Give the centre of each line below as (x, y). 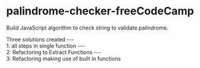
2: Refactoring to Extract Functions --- (54, 52)
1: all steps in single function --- (46, 46)
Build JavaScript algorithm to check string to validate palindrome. (87, 28)
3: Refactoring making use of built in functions (64, 58)
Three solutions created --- (40, 39)
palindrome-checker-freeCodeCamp (100, 11)
